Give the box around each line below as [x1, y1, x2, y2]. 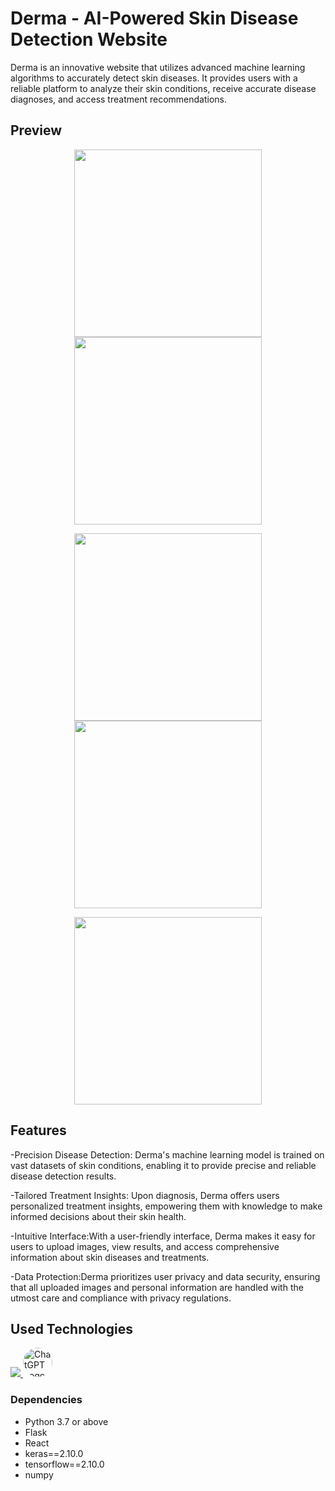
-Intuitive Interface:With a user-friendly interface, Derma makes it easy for [10, 1230, 316, 1242]
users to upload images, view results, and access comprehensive [10, 1240, 280, 1252]
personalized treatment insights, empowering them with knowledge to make [10, 1200, 323, 1212]
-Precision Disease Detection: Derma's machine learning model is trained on [10, 1148, 325, 1161]
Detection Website [10, 28, 168, 51]
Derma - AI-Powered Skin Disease [10, 7, 299, 30]
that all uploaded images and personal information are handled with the [10, 1281, 304, 1293]
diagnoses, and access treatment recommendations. [10, 93, 227, 105]
